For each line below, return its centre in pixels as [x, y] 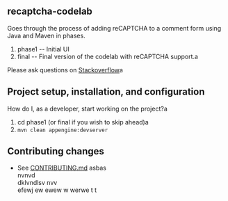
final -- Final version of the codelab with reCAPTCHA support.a [107, 56]
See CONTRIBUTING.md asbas [62, 168]
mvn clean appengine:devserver [63, 130]
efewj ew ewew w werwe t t [57, 190]
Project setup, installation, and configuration [106, 92]
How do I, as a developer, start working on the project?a [88, 108]
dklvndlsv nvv [37, 183]
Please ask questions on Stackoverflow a [65, 70]
